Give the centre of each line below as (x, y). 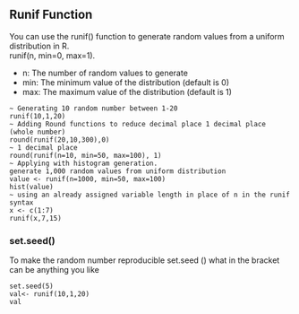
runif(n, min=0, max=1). (52, 55)
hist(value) (31, 187)
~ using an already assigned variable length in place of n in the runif (150, 195)
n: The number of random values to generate (105, 73)
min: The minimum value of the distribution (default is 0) (126, 82)
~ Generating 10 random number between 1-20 (94, 108)
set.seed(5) (31, 286)
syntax (21, 202)
